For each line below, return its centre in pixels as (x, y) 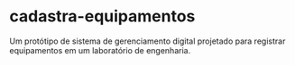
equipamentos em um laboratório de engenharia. (100, 50)
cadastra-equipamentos (102, 16)
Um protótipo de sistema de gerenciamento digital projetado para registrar (147, 41)
